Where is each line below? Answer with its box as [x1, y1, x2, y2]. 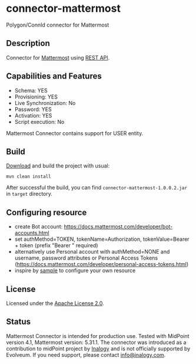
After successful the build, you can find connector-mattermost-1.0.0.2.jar [6, 184, 187, 191]
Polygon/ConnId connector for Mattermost [6, 21, 109, 28]
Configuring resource [6, 207, 87, 217]
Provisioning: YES [14, 93, 58, 100]
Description [6, 38, 50, 48]
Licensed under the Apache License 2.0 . [6, 300, 104, 307]
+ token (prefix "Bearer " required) [14, 242, 98, 249]
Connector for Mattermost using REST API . [6, 54, 110, 61]
